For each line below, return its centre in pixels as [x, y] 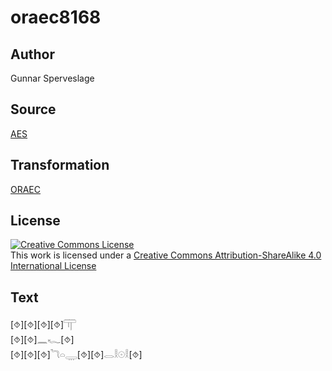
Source [33, 109]
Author [32, 54]
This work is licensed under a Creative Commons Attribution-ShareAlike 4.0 [166, 255]
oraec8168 [56, 17]
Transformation [60, 165]
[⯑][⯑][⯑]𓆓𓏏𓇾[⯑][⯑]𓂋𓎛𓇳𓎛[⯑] [76, 355]
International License [53, 266]
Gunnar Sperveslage [52, 78]
